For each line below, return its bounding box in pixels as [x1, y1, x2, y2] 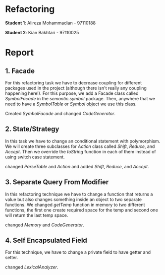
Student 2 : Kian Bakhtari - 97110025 [5, 29, 79, 35]
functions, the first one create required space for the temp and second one [5, 207, 159, 213]
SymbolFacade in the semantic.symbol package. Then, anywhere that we [5, 95, 155, 101]
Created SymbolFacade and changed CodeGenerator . [5, 110, 115, 116]
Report [5, 47, 34, 58]
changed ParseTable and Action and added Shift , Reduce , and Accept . [5, 163, 149, 169]
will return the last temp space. [5, 212, 68, 218]
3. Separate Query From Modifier [5, 178, 109, 187]
